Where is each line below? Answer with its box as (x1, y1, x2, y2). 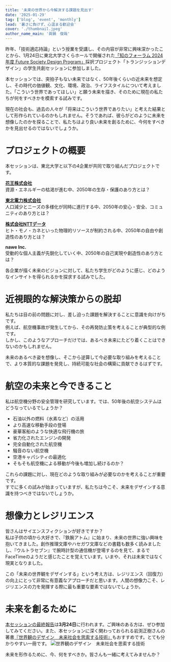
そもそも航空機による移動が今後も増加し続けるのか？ (12, 460, 125, 466)
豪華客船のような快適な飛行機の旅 (12, 428, 84, 435)
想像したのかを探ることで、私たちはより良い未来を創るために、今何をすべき (5, 119, 165, 125)
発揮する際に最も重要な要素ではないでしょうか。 (40, 583, 144, 589)
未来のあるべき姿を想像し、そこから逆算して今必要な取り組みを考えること (5, 354, 161, 360)
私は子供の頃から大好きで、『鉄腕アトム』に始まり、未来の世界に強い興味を (5, 534, 163, 540)
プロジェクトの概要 (5, 145, 86, 156)
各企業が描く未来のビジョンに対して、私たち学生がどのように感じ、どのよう (5, 267, 165, 273)
